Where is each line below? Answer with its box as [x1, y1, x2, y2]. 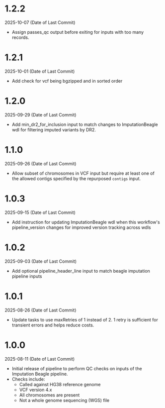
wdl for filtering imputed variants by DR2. [11, 126, 96, 132]
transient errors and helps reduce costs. [11, 322, 94, 328]
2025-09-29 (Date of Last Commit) [4, 111, 77, 117]
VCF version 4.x [19, 387, 52, 393]
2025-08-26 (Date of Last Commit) [4, 307, 77, 313]
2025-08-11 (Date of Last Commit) [4, 356, 75, 362]
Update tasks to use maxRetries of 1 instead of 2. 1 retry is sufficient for [11, 316, 159, 322]
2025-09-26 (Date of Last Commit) [4, 160, 77, 167]
